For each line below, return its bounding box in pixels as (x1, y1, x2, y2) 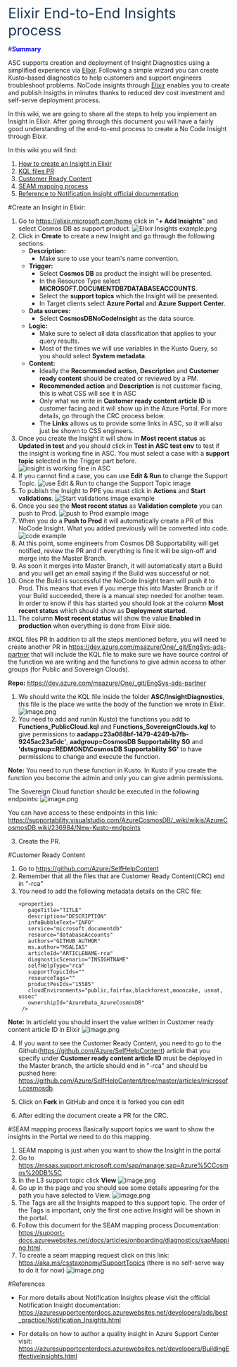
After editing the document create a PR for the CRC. (18, 1112, 169, 1120)
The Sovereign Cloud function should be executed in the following (8, 787, 200, 796)
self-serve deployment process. (8, 96, 101, 104)
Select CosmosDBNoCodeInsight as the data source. (39, 315, 196, 323)
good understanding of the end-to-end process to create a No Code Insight (8, 125, 227, 133)
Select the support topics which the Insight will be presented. (39, 292, 219, 300)
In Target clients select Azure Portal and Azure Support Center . (39, 299, 226, 308)
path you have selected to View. (18, 1191, 111, 1200)
